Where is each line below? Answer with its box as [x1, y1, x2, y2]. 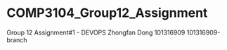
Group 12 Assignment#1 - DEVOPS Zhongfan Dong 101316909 [6, 28, 186, 37]
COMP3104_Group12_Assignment [6, 5, 208, 21]
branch [6, 35, 27, 44]
